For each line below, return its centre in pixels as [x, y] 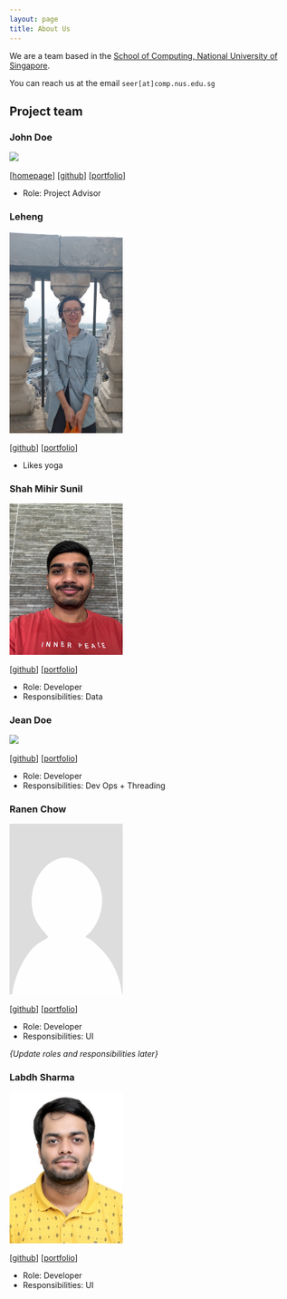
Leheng [26, 217]
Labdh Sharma [42, 1077]
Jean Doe [31, 719]
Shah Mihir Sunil [46, 488]
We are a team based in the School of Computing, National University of [143, 55]
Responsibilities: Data [62, 696]
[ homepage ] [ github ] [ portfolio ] [68, 176]
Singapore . [30, 65]
